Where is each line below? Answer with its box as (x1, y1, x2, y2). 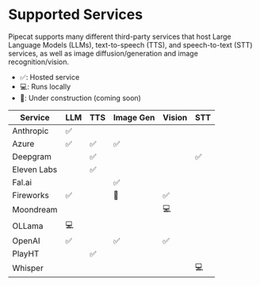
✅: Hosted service (19, 72, 80, 82)
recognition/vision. (8, 57, 70, 67)
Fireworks (12, 189, 50, 200)
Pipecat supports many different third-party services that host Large (8, 32, 231, 41)
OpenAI (12, 235, 41, 246)
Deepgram (12, 151, 52, 162)
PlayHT (12, 248, 40, 259)
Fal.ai (12, 177, 32, 188)
